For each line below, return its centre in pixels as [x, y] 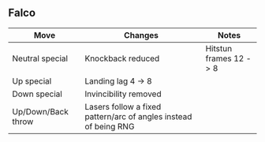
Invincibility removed [123, 94]
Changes [141, 35]
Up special [32, 80]
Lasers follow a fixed [123, 106]
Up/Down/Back [41, 111]
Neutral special [40, 58]
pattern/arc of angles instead [138, 116]
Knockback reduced [122, 58]
